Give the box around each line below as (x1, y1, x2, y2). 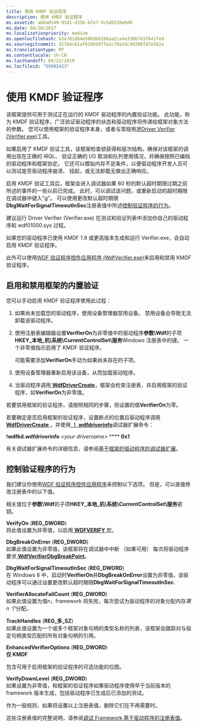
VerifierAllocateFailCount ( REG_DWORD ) (6, 590, 108, 597)
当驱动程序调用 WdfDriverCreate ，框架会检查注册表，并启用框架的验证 (14, 381, 188, 388)
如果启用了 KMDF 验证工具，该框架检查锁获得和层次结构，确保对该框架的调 (6, 145, 189, 153)
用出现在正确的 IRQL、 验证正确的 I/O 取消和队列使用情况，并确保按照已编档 (6, 153, 190, 160)
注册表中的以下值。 (11, 488, 58, 495)
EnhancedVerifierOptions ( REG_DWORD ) (6, 644, 108, 651)
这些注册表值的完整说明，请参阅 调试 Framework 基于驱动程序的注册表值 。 (6, 714, 186, 721)
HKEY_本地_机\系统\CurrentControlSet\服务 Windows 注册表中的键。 (14, 337, 183, 344)
